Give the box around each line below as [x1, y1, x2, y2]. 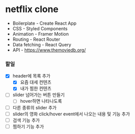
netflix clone [5, 4, 59, 15]
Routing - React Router [12, 36, 61, 42]
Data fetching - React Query [12, 41, 72, 47]
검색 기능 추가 [12, 117, 40, 123]
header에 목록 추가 [12, 73, 51, 79]
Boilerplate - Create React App [12, 20, 77, 26]
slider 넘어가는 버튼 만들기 [12, 92, 65, 98]
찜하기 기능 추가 [12, 123, 44, 129]
